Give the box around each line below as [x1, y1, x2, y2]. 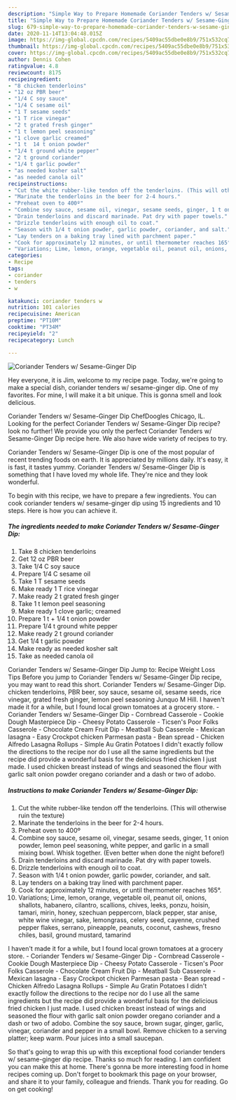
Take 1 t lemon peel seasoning [18, 600, 106, 608]
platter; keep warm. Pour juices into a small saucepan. [8, 1034, 165, 1042]
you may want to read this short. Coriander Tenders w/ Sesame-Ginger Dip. [8, 680, 226, 689]
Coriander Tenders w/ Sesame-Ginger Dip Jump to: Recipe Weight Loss [8, 666, 216, 674]
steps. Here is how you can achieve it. [8, 506, 118, 515]
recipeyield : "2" [8, 330, 59, 337]
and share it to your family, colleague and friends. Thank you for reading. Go [8, 1078, 228, 1086]
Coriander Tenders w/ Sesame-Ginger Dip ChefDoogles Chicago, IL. [8, 412, 205, 420]
